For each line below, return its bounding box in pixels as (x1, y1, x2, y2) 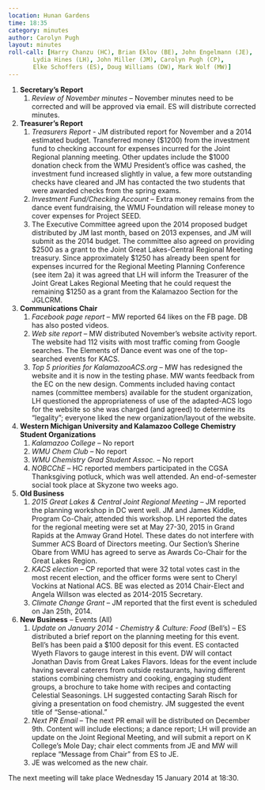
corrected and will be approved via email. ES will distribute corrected (31, 101, 256, 111)
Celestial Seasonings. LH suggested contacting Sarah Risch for (31, 690, 238, 700)
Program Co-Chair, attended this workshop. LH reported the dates (31, 514, 248, 523)
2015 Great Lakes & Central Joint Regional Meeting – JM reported (31, 496, 247, 507)
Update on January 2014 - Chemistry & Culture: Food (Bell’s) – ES (31, 623, 247, 632)
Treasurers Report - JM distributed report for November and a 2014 (31, 127, 252, 136)
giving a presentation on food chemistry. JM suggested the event (31, 698, 245, 708)
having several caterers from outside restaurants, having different (31, 665, 246, 674)
